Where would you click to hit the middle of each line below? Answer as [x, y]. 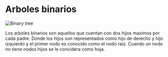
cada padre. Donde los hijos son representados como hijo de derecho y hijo [84, 38]
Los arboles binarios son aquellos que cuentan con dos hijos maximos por [83, 33]
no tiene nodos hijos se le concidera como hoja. [55, 49]
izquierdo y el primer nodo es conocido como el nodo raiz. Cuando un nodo [84, 43]
